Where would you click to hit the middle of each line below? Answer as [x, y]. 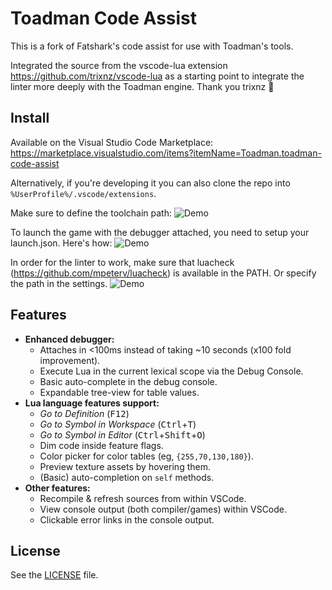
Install [30, 118]
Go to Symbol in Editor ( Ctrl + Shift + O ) [122, 434]
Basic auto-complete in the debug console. [128, 381]
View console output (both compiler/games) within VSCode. [163, 509]
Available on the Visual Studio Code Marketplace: [112, 142]
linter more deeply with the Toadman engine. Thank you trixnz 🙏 [142, 86]
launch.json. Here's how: [61, 243]
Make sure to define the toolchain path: [91, 213]
